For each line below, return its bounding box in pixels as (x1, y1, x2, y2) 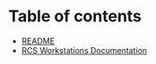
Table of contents (8, 6, 143, 27)
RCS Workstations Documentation (21, 44, 148, 55)
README (21, 36, 56, 46)
